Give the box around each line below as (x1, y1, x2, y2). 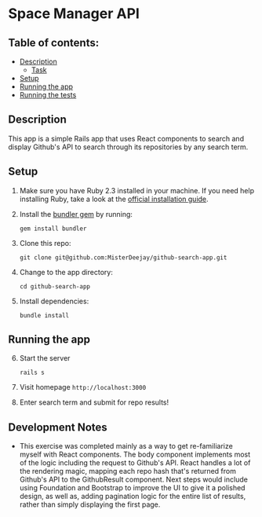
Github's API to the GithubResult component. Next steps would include (19, 475, 249, 484)
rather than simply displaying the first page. (19, 500, 161, 509)
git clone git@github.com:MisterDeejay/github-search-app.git (19, 253, 227, 262)
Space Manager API (8, 5, 140, 23)
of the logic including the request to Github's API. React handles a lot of (19, 458, 251, 467)
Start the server (19, 354, 71, 363)
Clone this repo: (19, 238, 71, 247)
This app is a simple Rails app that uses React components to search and (8, 134, 245, 143)
